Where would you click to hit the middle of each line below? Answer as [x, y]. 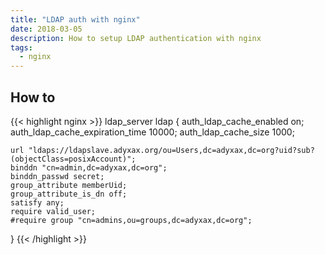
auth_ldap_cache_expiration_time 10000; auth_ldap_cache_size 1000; [152, 132]
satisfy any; [37, 202]
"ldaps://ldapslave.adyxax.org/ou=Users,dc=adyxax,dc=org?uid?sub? [171, 150]
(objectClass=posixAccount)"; [73, 159]
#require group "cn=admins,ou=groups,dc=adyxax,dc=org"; [131, 220]
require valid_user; [53, 211]
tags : [21, 47]
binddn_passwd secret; [57, 176]
